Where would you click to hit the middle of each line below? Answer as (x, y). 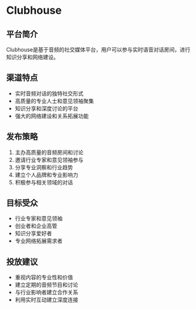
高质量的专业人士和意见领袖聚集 (54, 101)
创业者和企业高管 (36, 226)
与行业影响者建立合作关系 (46, 292)
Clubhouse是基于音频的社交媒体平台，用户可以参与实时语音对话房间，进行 (98, 49)
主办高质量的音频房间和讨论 (49, 152)
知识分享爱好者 (33, 233)
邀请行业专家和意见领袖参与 (49, 160)
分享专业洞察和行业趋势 (44, 167)
